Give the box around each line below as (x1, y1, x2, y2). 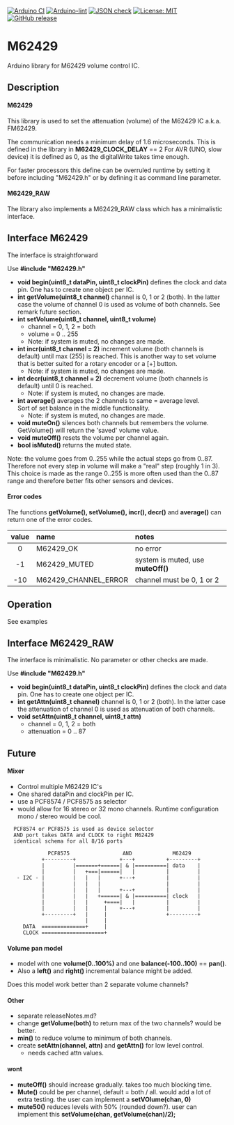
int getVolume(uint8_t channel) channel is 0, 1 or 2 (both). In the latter (17, 293, 221, 301)
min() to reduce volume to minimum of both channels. (17, 1034, 173, 1042)
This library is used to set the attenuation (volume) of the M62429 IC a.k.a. (7, 116, 221, 125)
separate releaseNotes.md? (17, 1011, 97, 1020)
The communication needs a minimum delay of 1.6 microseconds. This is (7, 137, 216, 146)
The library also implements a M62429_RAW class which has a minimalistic (7, 204, 223, 213)
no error (134, 544, 162, 553)
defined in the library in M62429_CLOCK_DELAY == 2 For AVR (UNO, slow (7, 145, 222, 153)
